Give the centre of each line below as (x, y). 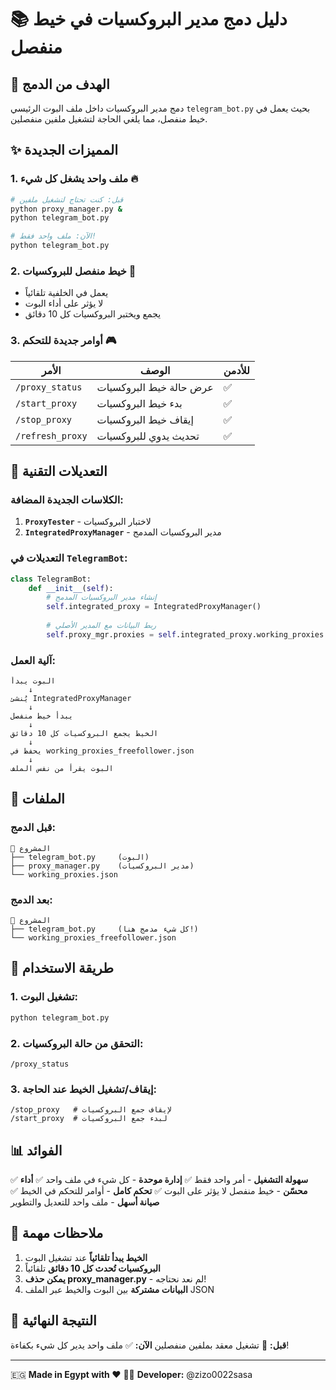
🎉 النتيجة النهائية (53, 1321)
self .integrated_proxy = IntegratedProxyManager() (154, 607)
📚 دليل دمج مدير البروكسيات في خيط (149, 19)
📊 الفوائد (36, 1150)
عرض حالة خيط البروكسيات (155, 387)
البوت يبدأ (33, 681)
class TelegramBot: (51, 579)
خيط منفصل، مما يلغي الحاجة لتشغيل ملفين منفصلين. (109, 119)
